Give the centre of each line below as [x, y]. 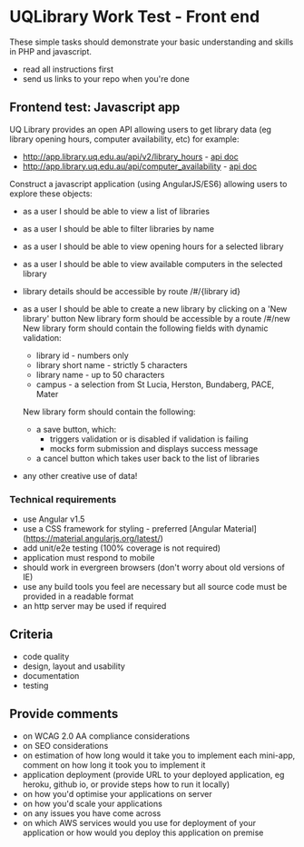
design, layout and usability [74, 666]
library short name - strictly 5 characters [112, 364]
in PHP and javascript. [51, 51]
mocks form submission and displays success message [154, 448]
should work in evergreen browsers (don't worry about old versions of [154, 568]
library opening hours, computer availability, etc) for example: [124, 139]
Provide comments [64, 714]
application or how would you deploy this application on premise [143, 832]
